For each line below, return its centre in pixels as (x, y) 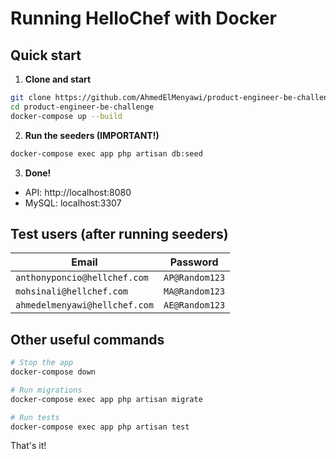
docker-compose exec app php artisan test (100, 427)
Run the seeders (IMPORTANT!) (92, 135)
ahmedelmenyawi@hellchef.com (84, 305)
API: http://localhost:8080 (78, 192)
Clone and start (58, 79)
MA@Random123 (194, 291)
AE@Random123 (194, 305)
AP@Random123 (194, 278)
